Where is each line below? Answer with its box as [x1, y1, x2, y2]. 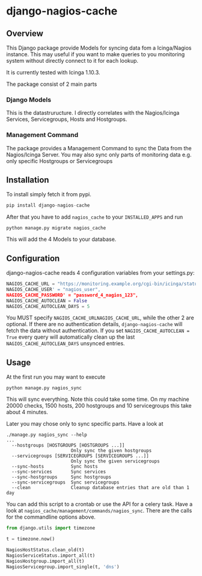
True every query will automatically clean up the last [6, 333, 135, 341]
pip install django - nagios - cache [6, 202, 90, 209]
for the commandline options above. [6, 513, 96, 520]
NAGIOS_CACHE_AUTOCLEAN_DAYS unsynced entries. [6, 340, 125, 347]
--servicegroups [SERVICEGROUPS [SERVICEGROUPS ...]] [11, 453, 149, 459]
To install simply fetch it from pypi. [6, 191, 91, 198]
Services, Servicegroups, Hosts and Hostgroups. [6, 116, 127, 123]
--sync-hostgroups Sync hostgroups [11, 474, 112, 481]
